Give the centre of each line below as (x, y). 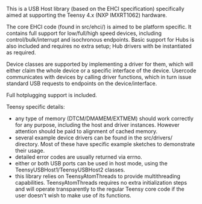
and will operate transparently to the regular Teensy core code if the (100, 189)
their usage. (30, 151)
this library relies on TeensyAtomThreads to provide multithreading (98, 176)
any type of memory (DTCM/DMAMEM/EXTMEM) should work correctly (104, 118)
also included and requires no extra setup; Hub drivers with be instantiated (99, 46)
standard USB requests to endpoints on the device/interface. (82, 83)
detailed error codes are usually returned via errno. (79, 157)
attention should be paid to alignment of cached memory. (86, 131)
